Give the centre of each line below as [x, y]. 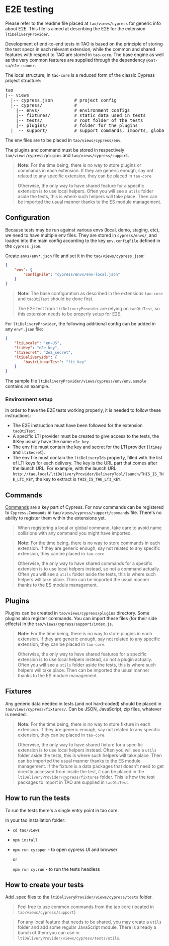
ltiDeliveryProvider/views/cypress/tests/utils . [69, 938]
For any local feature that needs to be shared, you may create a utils [90, 922]
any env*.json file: [24, 329]
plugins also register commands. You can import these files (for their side [81, 619]
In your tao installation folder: [35, 820]
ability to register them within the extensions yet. [56, 518]
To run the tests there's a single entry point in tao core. [62, 810]
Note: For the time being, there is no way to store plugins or [79, 165]
